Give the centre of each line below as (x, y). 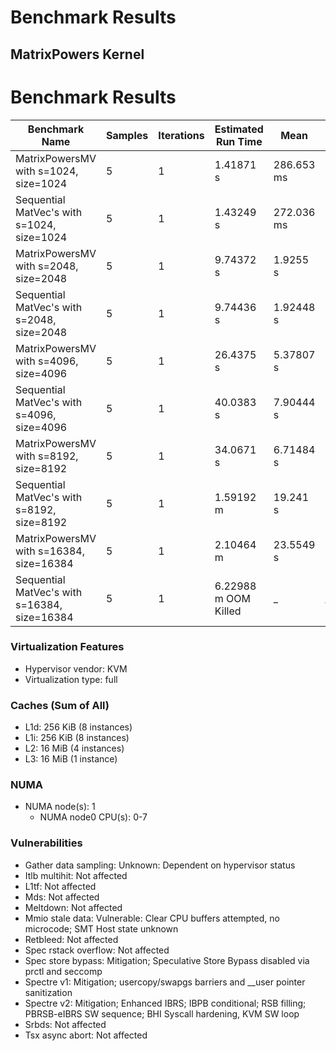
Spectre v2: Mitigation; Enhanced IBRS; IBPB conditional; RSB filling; (165, 1003)
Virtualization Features (67, 647)
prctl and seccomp (63, 971)
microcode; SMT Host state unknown (101, 928)
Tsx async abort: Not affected (86, 1035)
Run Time (239, 141)
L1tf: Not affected (60, 886)
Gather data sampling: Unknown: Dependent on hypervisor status (160, 865)
